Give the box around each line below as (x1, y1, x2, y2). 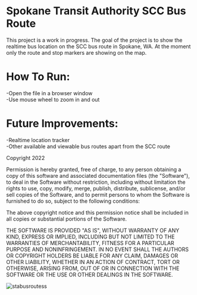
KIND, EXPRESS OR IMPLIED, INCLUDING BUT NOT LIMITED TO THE (6, 233, 175, 240)
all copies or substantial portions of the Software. (6, 215, 127, 222)
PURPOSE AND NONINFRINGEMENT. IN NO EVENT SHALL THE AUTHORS (6, 246, 189, 253)
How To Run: (6, 70, 70, 84)
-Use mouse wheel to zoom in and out (6, 96, 100, 103)
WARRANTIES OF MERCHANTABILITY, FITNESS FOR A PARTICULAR (6, 239, 174, 246)
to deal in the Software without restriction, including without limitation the (6, 178, 186, 186)
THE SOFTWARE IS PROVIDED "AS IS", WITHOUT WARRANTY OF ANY (6, 227, 180, 234)
